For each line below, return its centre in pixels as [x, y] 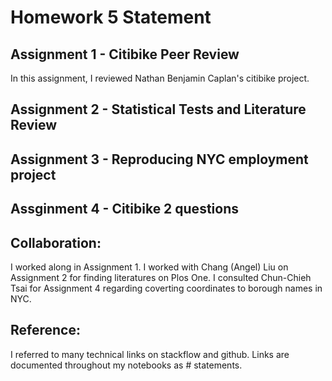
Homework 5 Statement [111, 17]
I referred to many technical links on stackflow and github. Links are [150, 354]
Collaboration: [56, 242]
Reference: [45, 330]
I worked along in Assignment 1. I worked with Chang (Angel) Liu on [149, 267]
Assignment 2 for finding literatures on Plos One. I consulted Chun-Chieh [161, 277]
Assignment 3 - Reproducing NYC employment [159, 159]
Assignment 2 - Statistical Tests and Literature [158, 109]
